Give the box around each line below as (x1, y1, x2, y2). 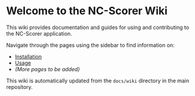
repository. (6, 83, 33, 90)
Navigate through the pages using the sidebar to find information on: (6, 41, 175, 49)
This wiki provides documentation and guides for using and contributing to (6, 24, 190, 31)
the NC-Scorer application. (6, 30, 73, 37)
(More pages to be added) (14, 65, 80, 72)
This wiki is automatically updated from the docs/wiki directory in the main (6, 77, 190, 84)
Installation (14, 53, 42, 60)
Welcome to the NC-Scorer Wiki (6, 4, 168, 18)
